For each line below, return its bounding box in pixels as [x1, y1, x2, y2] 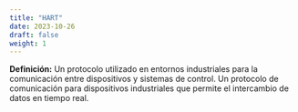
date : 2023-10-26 [9, 22, 76, 31]
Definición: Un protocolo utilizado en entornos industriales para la [9, 64, 258, 75]
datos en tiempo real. [9, 93, 89, 104]
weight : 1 [9, 38, 47, 48]
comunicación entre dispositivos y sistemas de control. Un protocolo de [9, 74, 280, 85]
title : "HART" [9, 13, 64, 23]
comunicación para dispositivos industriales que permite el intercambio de [9, 83, 290, 94]
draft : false [9, 30, 59, 39]
